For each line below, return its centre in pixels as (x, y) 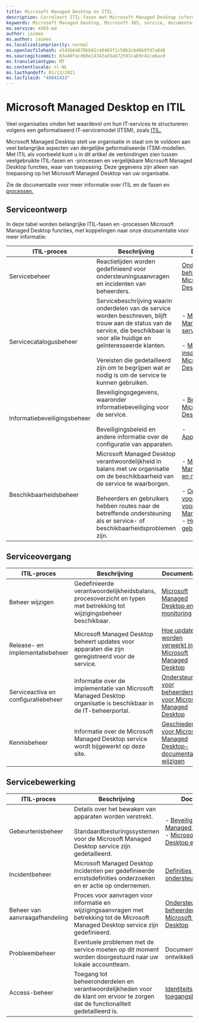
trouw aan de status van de (134, 323)
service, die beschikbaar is (134, 330)
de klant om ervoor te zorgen (114, 996)
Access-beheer (31, 992)
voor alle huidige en (123, 338)
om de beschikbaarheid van (135, 476)
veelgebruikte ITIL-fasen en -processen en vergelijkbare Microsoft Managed (99, 160)
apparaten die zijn (99, 649)
